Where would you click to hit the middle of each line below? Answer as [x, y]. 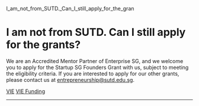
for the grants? [44, 45]
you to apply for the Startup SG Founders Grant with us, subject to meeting [97, 67]
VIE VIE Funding [26, 91]
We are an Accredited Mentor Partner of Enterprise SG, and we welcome [95, 61]
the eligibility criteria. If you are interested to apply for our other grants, [93, 74]
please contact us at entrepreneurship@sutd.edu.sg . [70, 79]
